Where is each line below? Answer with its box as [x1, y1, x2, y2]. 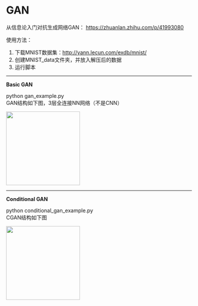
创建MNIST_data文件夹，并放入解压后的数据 [14, 56, 122, 63]
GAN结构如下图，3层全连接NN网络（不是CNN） [6, 99, 123, 106]
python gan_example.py [6, 92, 64, 99]
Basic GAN [6, 81, 33, 88]
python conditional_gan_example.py [6, 207, 93, 214]
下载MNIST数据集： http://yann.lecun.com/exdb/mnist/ [14, 48, 147, 56]
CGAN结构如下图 [6, 213, 47, 221]
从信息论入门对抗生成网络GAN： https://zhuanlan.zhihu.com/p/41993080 [6, 24, 184, 31]
